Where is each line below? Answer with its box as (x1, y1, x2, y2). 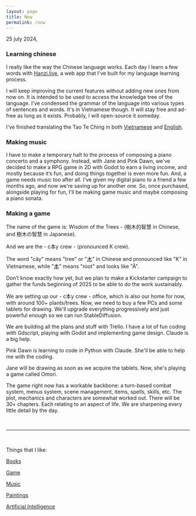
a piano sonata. (6, 194, 43, 202)
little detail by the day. (6, 407, 59, 414)
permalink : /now (6, 19, 45, 25)
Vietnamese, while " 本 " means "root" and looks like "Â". (6, 263, 139, 270)
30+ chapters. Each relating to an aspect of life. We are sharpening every (6, 401, 183, 408)
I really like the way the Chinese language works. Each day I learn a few (6, 63, 178, 70)
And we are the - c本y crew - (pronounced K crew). (6, 243, 130, 250)
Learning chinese (6, 50, 57, 59)
